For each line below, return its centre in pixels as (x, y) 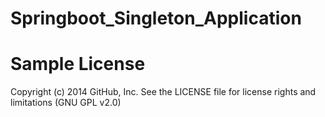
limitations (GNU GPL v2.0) (66, 103)
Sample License (78, 64)
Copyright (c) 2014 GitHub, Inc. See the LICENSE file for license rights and (163, 92)
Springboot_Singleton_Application (156, 18)
